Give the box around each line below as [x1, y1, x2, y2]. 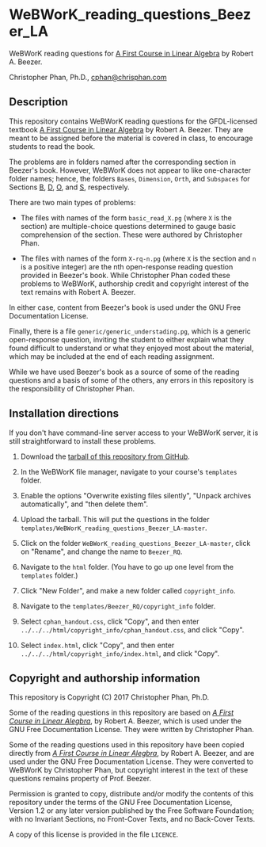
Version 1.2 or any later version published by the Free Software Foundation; [9, 806, 254, 815]
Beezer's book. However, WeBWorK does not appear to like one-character [9, 165, 252, 175]
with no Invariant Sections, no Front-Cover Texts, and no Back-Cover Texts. [9, 815, 256, 824]
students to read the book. [9, 141, 96, 151]
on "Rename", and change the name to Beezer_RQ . [20, 547, 183, 556]
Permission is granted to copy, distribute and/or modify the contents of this [9, 789, 254, 799]
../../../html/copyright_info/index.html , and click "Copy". [20, 648, 220, 658]
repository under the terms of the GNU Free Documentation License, [9, 798, 233, 807]
